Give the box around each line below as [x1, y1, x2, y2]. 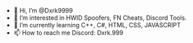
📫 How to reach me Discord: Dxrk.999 [13, 29, 124, 37]
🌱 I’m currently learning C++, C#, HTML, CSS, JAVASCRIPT [13, 21, 181, 29]
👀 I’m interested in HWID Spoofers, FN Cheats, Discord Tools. [13, 14, 187, 22]
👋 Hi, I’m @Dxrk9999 [13, 7, 73, 14]
